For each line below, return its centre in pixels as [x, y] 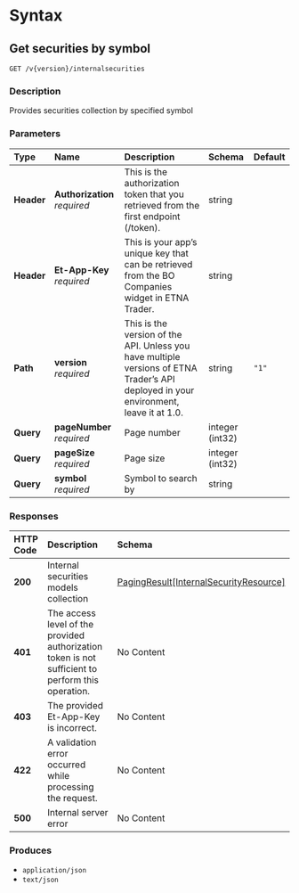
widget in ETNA [157, 298]
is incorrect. [73, 727]
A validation [72, 742]
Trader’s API [149, 379]
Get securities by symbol [80, 49]
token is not [72, 658]
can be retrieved [158, 264]
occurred [67, 765]
